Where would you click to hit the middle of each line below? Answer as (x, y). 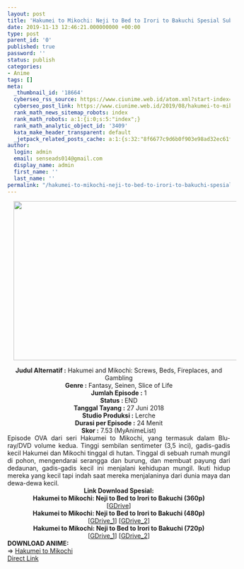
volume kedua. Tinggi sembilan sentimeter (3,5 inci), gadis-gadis (132, 446)
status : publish (31, 60)
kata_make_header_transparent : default (72, 132)
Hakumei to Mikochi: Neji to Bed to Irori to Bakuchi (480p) (119, 513)
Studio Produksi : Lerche (119, 415)
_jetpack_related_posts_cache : (60, 139)
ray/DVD (19, 446)
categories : (25, 67)
